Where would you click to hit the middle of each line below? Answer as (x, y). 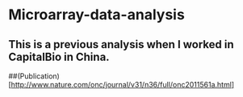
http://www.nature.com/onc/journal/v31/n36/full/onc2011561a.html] (123, 85)
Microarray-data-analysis (97, 15)
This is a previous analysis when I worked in (121, 44)
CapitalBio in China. (59, 57)
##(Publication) (34, 76)
